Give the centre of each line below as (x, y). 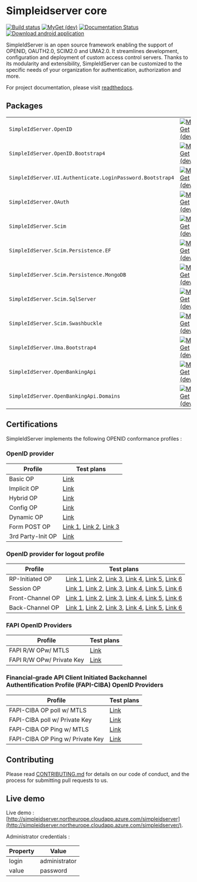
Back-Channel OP (34, 608)
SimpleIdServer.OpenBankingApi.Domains (64, 396)
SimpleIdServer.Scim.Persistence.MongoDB (68, 274)
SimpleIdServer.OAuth (39, 202)
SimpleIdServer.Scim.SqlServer (53, 299)
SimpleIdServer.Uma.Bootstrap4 (53, 347)
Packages (24, 106)
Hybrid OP (23, 498)
